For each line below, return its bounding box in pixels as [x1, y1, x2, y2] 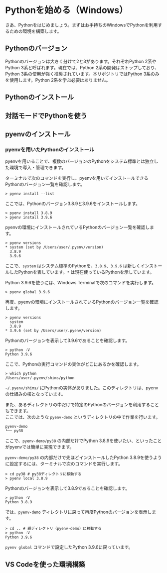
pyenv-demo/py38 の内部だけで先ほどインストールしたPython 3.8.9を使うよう [5, 455, 162, 460]
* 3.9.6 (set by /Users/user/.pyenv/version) [5, 328, 101, 334]
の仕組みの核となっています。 [5, 391, 66, 397]
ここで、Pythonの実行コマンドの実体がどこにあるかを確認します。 [5, 361, 142, 367]
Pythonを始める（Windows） [5, 4, 128, 16]
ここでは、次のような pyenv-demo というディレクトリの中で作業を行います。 [5, 414, 161, 420]
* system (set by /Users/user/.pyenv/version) [5, 245, 104, 250]
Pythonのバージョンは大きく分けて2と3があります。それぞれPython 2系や [5, 58, 157, 64]
